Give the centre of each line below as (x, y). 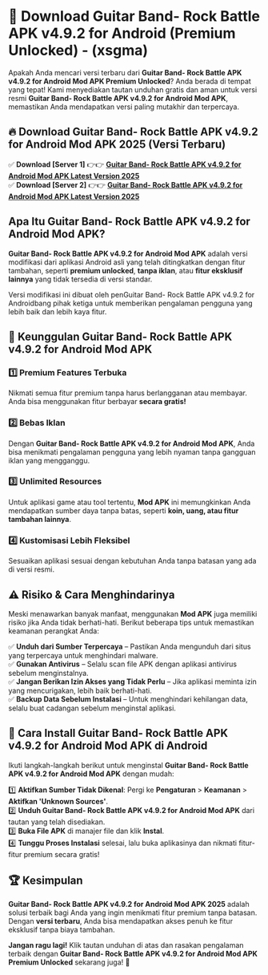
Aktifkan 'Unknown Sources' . (58, 801)
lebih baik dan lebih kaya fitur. (58, 311)
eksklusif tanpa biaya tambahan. (62, 929)
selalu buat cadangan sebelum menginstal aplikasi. (92, 708)
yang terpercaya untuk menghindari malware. (83, 655)
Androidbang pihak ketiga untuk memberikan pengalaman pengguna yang (130, 303)
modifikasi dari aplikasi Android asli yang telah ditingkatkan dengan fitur (127, 262)
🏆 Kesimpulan (46, 881)
